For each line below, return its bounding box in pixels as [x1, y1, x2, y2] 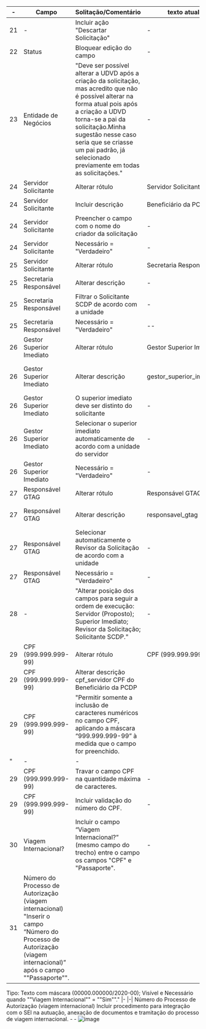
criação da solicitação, [75, 77, 140, 85]
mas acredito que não [75, 84, 138, 93]
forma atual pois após [75, 100, 138, 108]
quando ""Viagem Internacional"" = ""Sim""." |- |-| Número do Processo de [6, 996, 196, 1003]
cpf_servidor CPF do [75, 676, 135, 684]
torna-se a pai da [75, 115, 126, 123]
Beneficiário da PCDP [75, 683, 137, 692]
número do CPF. [75, 804, 123, 812]
